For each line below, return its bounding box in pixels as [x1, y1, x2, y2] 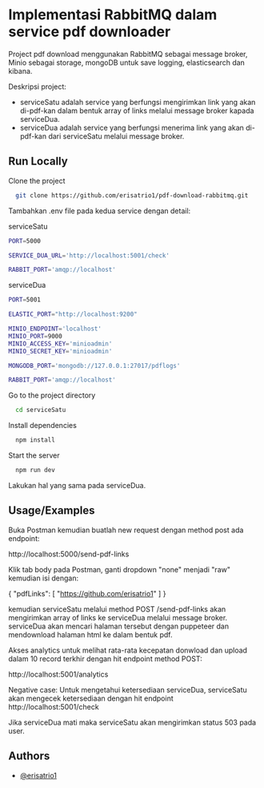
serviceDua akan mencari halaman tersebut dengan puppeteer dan [8, 621, 230, 631]
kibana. [8, 66, 33, 75]
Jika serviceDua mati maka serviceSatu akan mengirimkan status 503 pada [8, 717, 257, 727]
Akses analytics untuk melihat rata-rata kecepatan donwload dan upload [8, 645, 248, 655]
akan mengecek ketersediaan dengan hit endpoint [8, 693, 174, 703]
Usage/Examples [8, 503, 95, 518]
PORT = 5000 [8, 236, 42, 245]
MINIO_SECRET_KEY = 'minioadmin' [8, 347, 113, 355]
